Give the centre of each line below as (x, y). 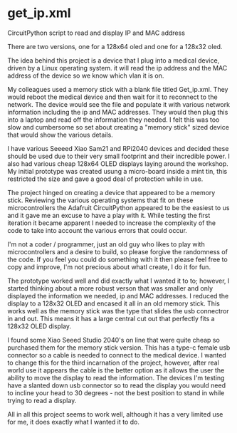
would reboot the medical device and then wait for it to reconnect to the (113, 97)
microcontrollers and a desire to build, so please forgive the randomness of (117, 251)
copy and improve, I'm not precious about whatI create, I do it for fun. (109, 267)
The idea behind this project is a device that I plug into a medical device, (114, 60)
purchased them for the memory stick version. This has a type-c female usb (119, 348)
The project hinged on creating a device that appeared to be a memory (111, 192)
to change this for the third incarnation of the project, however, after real (113, 362)
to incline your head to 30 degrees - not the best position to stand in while (116, 392)
